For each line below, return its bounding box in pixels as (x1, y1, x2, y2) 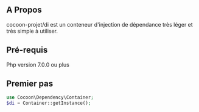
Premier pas (6, 79, 54, 89)
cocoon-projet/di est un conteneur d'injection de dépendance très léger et (6, 21, 193, 28)
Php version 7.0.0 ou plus (6, 61, 70, 68)
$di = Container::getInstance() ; (6, 100, 91, 107)
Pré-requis (6, 45, 48, 55)
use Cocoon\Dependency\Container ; (6, 94, 94, 100)
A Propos (6, 5, 43, 15)
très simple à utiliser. (6, 27, 58, 35)
